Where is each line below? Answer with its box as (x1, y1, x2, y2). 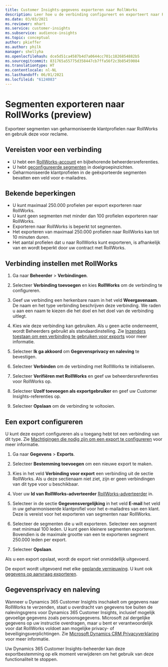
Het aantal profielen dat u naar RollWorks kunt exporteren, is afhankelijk (12, 239, 160, 245)
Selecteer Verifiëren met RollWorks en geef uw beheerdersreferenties (12, 373, 158, 379)
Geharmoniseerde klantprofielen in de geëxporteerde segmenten (12, 169, 146, 175)
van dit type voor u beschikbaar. (12, 481, 79, 487)
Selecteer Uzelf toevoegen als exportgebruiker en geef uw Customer (12, 388, 157, 394)
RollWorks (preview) (5, 109, 92, 120)
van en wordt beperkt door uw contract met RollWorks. (12, 245, 126, 251)
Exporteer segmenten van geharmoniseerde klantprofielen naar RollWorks (5, 125, 158, 131)
